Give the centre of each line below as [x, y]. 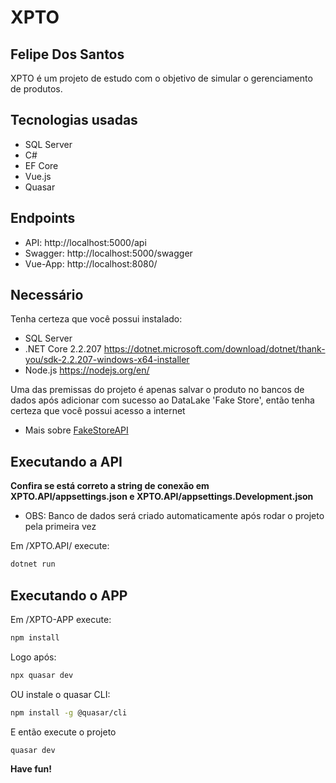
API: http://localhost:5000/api [85, 242]
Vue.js [38, 176]
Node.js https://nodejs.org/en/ [87, 370]
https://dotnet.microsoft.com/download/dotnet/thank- [214, 349]
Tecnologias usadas [74, 120]
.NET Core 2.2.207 [63, 349]
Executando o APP [69, 595]
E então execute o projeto [63, 732]
